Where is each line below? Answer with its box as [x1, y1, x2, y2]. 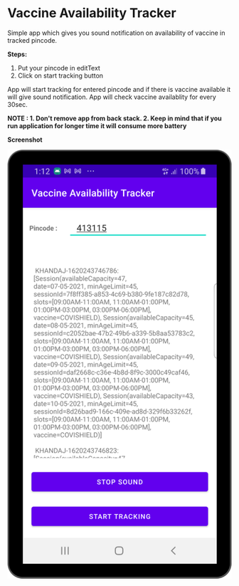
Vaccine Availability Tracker [7, 5, 176, 21]
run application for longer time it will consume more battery [7, 121, 187, 130]
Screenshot [7, 135, 43, 144]
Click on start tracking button [17, 71, 104, 80]
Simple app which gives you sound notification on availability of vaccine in [7, 28, 225, 37]
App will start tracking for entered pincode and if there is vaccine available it [7, 85, 231, 93]
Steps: [7, 50, 27, 58]
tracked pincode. [7, 36, 58, 44]
